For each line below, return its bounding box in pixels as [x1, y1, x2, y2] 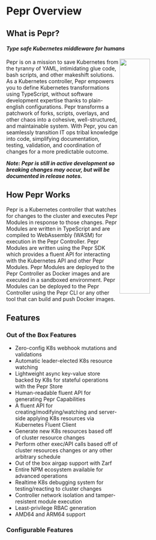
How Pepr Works [6, 190, 71, 200]
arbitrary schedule [14, 453, 61, 461]
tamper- [95, 492, 116, 499]
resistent [14, 498, 37, 505]
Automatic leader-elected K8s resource [14, 357, 113, 365]
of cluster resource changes [14, 434, 85, 441]
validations [14, 351, 42, 358]
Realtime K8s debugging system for [14, 479, 104, 486]
